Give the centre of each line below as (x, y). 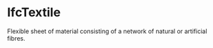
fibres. (16, 38)
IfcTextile (34, 13)
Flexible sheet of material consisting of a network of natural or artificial (107, 31)
